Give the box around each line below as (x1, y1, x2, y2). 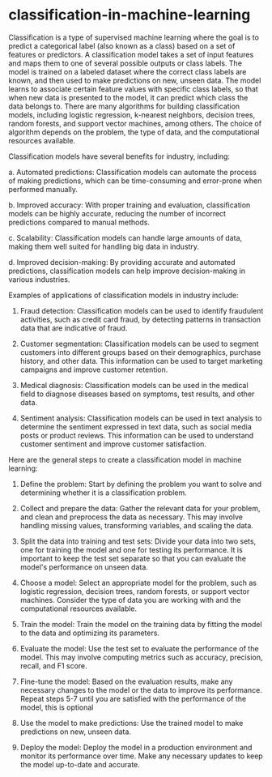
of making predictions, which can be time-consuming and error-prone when (8, 176, 262, 186)
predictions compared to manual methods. (8, 217, 150, 227)
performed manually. (8, 184, 79, 194)
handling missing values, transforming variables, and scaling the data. (19, 520, 253, 530)
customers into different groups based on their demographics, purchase (19, 347, 261, 357)
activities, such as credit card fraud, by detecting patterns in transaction (19, 314, 261, 324)
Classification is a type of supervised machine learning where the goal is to (8, 32, 259, 42)
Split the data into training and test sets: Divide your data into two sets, (19, 536, 257, 546)
